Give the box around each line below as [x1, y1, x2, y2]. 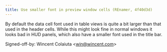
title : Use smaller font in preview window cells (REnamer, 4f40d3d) [5, 7, 153, 12]
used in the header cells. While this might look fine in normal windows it [5, 26, 153, 32]
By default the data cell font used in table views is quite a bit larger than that [5, 21, 162, 27]
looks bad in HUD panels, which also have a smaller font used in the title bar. [5, 31, 163, 37]
